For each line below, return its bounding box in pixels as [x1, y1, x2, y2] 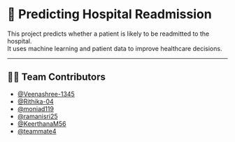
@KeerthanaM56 [17, 119, 66, 128]
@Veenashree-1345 [17, 90, 75, 98]
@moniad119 [17, 104, 55, 113]
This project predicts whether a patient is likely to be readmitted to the [7, 29, 210, 38]
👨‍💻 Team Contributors [7, 71, 106, 83]
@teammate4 [17, 127, 57, 135]
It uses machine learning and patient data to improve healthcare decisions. [7, 44, 222, 52]
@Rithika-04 [17, 97, 54, 106]
